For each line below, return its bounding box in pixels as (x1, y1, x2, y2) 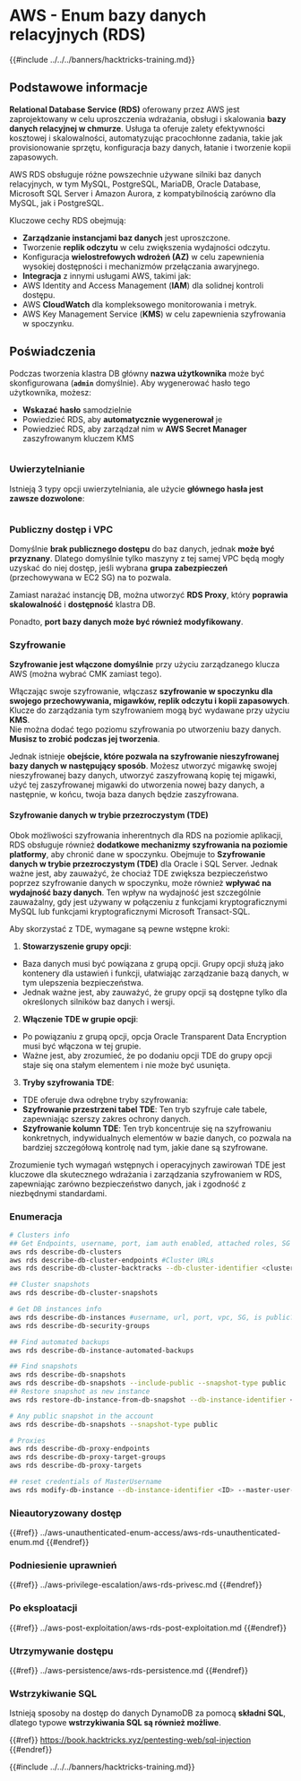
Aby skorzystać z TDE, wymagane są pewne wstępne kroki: (9, 923, 230, 934)
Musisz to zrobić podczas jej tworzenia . (9, 734, 160, 744)
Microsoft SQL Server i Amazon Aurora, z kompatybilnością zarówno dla (9, 187, 276, 198)
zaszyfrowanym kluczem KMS (21, 432, 134, 444)
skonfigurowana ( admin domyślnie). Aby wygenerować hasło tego (9, 378, 251, 388)
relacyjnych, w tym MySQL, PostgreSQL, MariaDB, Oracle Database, (9, 178, 262, 189)
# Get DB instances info (9, 1305, 102, 1314)
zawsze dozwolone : (9, 492, 85, 503)
